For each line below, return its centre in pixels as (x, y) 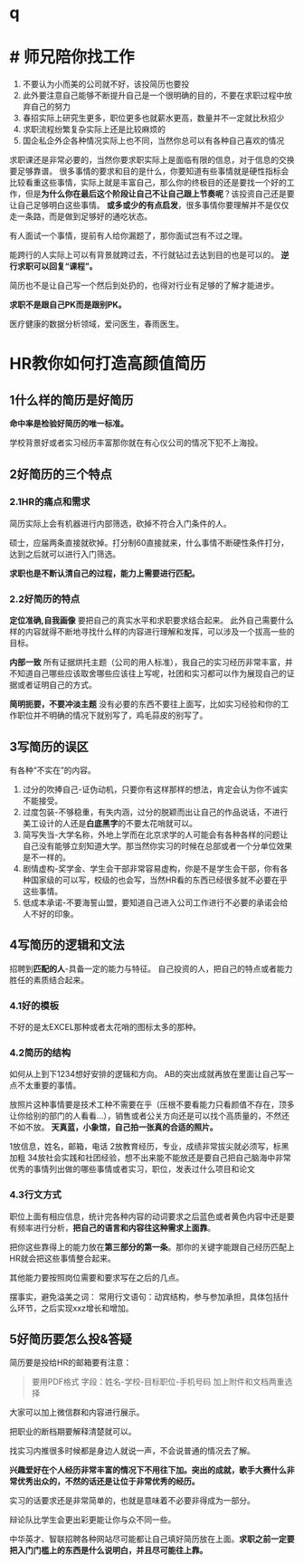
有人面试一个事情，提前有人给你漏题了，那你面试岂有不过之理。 (128, 236)
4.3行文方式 (35, 1195)
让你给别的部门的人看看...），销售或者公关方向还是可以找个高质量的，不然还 (150, 1116)
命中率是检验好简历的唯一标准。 (69, 424)
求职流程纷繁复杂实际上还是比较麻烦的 (94, 129)
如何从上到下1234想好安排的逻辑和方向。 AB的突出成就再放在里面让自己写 (148, 1074)
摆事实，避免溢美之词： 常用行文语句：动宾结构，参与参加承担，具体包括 (145, 1296)
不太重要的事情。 (49, 1085)
